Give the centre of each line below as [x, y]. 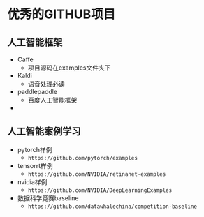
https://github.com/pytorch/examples [83, 158]
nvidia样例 [32, 181]
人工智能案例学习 [44, 132]
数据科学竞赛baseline [48, 198]
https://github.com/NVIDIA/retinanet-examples [97, 174]
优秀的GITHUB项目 [61, 14]
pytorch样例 [35, 149]
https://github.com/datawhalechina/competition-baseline [112, 207]
